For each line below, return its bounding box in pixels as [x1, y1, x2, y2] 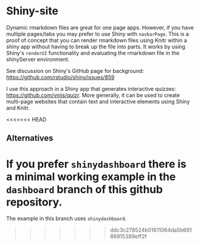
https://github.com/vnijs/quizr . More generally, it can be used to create [6, 91, 180, 99]
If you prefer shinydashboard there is [6, 157, 187, 171]
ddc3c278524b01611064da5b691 [110, 226, 192, 234]
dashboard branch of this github [6, 182, 163, 196]
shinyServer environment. [6, 56, 70, 63]
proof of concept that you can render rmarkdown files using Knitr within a [6, 36, 187, 44]
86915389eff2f [110, 233, 147, 240]
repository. [6, 195, 63, 209]
